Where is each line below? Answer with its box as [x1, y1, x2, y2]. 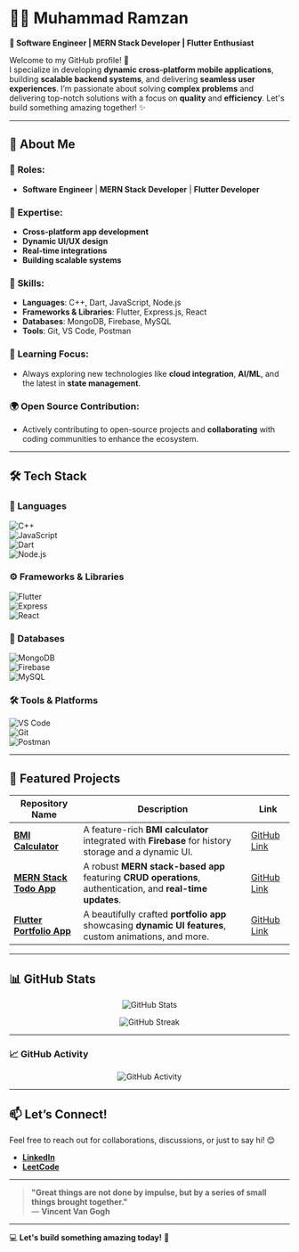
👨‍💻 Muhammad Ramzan [9, 8, 190, 29]
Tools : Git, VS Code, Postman [21, 325, 132, 337]
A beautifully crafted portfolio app [83, 908, 227, 921]
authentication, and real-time [83, 882, 207, 895]
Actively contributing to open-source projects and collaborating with [21, 423, 276, 435]
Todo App [13, 882, 56, 895]
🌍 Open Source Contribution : [9, 400, 140, 413]
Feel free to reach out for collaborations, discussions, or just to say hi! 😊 [9, 1135, 276, 1146]
